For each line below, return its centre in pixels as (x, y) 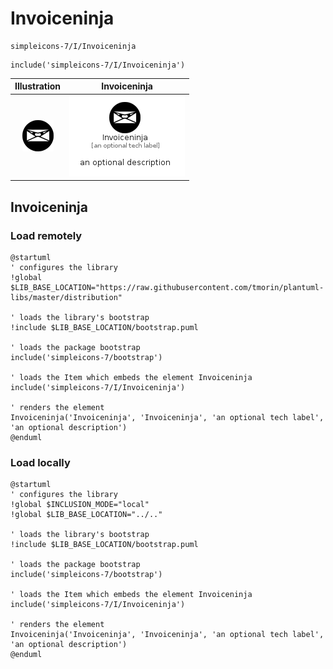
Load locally (40, 462)
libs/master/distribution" (66, 297)
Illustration (38, 86)
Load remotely (46, 235)
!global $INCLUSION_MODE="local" (80, 505)
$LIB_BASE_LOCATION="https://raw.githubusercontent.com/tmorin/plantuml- (167, 287)
